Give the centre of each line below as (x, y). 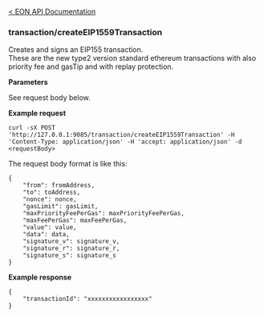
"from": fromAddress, (59, 186)
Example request (37, 113)
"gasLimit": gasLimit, (61, 207)
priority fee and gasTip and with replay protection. (91, 66)
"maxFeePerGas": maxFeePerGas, (75, 221)
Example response (40, 277)
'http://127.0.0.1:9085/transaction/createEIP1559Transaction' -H (122, 135)
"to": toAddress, (52, 193)
